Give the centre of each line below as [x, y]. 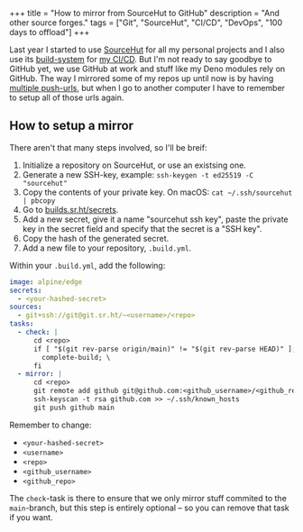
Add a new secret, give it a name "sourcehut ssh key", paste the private [155, 219]
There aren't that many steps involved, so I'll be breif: [108, 147]
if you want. [31, 517]
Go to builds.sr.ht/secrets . [70, 209]
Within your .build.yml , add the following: [87, 265]
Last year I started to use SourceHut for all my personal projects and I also [147, 50]
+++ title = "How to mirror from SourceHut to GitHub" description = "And [144, 13]
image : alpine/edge [46, 282]
